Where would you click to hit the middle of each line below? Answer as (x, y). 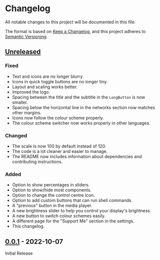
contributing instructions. (37, 162)
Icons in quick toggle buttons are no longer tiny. (60, 81)
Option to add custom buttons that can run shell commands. (72, 201)
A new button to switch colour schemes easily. (59, 216)
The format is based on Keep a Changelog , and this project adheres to (75, 31)
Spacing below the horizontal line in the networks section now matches (84, 107)
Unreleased (23, 52)
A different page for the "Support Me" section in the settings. (73, 221)
